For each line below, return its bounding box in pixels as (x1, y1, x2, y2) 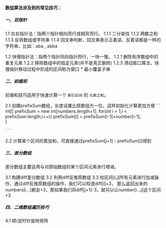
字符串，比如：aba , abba (5, 43, 58, 49)
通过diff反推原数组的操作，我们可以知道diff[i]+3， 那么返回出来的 (13, 180, 148, 187)
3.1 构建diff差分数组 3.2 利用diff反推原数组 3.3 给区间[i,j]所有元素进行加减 (5, 174, 155, 180)
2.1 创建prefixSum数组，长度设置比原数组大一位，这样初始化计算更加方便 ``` (5, 102, 161, 108)
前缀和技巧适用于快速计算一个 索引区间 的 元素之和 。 (5, 92, 109, 98)
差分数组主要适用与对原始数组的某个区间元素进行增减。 (5, 164, 119, 170)
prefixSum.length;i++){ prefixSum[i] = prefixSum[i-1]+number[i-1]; (5, 113, 141, 119)
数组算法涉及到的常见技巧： (5, 4, 62, 10)
